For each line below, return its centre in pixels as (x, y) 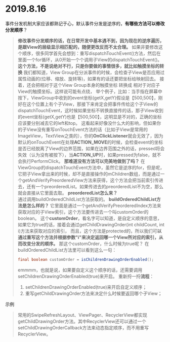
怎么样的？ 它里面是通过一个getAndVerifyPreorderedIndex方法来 (94, 206)
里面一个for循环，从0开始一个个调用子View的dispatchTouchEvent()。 (90, 59)
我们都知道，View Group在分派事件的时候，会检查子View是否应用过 (94, 72)
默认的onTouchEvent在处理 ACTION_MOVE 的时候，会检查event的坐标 (90, 142)
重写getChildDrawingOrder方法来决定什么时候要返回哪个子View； (94, 293)
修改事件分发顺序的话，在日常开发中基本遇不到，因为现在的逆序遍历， (91, 41)
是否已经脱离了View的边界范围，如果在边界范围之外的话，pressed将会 (91, 148)
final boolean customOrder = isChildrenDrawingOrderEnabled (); (86, 259)
